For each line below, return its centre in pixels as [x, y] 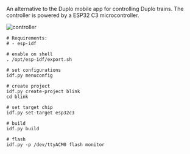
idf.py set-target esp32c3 [40, 113]
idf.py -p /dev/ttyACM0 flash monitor [55, 145]
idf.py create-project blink [43, 91]
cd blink [17, 97]
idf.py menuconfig [30, 75]
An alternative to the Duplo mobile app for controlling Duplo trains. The [95, 9]
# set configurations [34, 70]
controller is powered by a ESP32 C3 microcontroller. [73, 15]
